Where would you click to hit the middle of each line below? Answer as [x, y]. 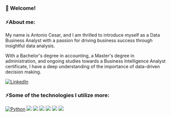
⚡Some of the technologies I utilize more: [57, 95]
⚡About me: [20, 22]
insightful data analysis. [30, 46]
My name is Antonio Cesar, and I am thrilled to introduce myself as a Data [83, 35]
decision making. [23, 72]
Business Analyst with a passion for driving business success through [79, 41]
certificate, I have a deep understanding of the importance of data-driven [83, 67]
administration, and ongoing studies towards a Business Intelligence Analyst [85, 61]
